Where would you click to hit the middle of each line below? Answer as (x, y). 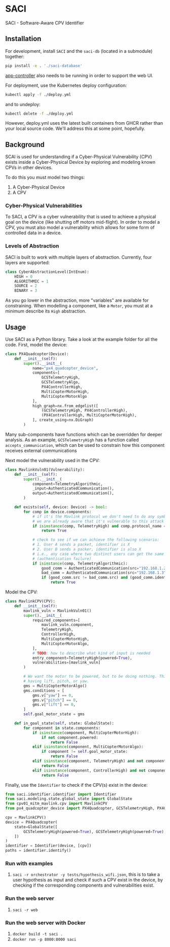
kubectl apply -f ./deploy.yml (38, 94)
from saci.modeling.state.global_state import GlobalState (69, 799)
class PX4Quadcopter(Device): (37, 354)
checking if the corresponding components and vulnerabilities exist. (83, 885)
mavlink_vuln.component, (68, 625)
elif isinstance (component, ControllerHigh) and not (89, 770)
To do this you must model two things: (45, 178)
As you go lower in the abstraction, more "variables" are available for (77, 300)
